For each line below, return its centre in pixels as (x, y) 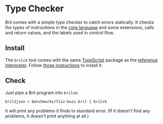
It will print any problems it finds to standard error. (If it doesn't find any (78, 111)
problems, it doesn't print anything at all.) (47, 116)
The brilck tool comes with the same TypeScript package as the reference (81, 60)
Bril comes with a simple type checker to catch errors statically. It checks (80, 22)
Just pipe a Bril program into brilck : (42, 93)
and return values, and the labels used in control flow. (60, 32)
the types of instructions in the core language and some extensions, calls (80, 27)
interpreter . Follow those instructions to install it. (54, 65)
